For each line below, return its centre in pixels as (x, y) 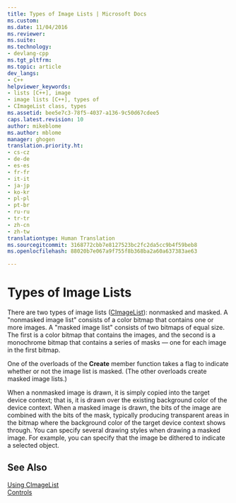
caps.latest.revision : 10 (45, 119)
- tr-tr (19, 219)
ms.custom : (23, 21)
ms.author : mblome (34, 133)
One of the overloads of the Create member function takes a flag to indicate (118, 364)
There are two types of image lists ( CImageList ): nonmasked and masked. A (118, 312)
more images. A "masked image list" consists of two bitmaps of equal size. (116, 328)
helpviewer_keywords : (39, 87)
